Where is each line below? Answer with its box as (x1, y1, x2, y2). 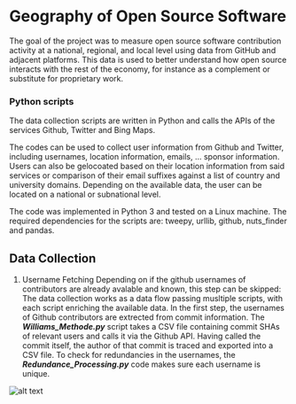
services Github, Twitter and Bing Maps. (9, 125, 156, 136)
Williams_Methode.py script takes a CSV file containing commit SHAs (21, 322, 281, 332)
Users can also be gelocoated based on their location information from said (9, 161, 285, 172)
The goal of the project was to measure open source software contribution (9, 35, 282, 46)
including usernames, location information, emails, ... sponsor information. (9, 151, 280, 162)
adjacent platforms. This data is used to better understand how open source (9, 54, 287, 65)
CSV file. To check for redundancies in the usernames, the (21, 350, 237, 361)
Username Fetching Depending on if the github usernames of (21, 275, 246, 285)
